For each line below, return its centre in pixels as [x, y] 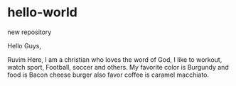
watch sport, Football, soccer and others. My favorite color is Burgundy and [118, 67]
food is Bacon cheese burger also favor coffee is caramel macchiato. [108, 75]
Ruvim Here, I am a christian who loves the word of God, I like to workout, [115, 59]
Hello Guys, [24, 45]
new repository [29, 32]
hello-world [43, 12]
